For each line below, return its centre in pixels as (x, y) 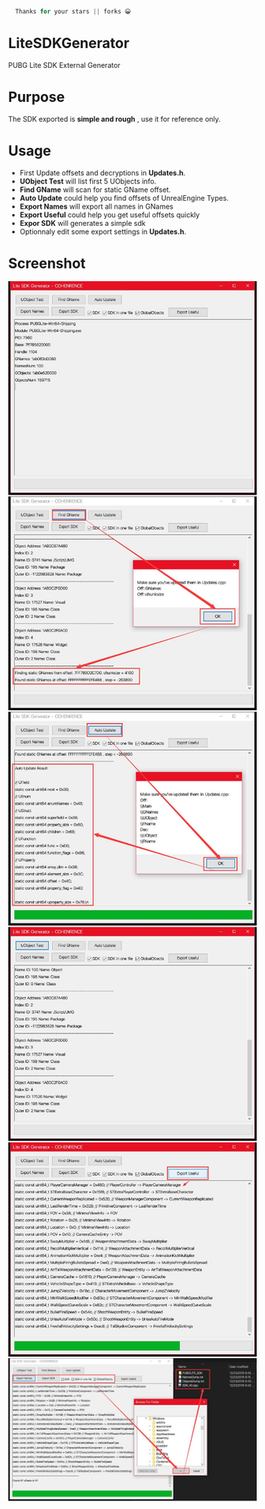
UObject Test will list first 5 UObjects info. (88, 181)
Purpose (37, 97)
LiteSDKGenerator (69, 43)
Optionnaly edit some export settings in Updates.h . (103, 231)
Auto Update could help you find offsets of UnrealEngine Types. (124, 198)
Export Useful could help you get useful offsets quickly (110, 214)
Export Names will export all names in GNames (96, 206)
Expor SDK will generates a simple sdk (82, 223)
